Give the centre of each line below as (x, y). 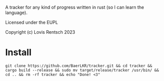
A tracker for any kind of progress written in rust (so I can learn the (75, 7)
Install (18, 53)
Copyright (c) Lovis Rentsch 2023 (40, 32)
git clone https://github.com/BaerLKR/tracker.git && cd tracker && (79, 66)
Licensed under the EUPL (32, 22)
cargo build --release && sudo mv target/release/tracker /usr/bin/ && (82, 70)
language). (16, 13)
